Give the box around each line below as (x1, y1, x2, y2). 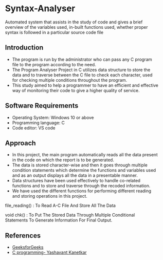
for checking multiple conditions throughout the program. (12, 77, 127, 83)
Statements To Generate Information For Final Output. (5, 217, 113, 223)
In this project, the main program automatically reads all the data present (12, 152, 158, 158)
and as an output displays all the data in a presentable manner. (12, 172, 138, 178)
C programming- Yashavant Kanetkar (12, 249, 87, 256)
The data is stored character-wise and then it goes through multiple (12, 162, 147, 168)
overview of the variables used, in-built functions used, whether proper (5, 24, 148, 30)
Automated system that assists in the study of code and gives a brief (5, 19, 143, 25)
